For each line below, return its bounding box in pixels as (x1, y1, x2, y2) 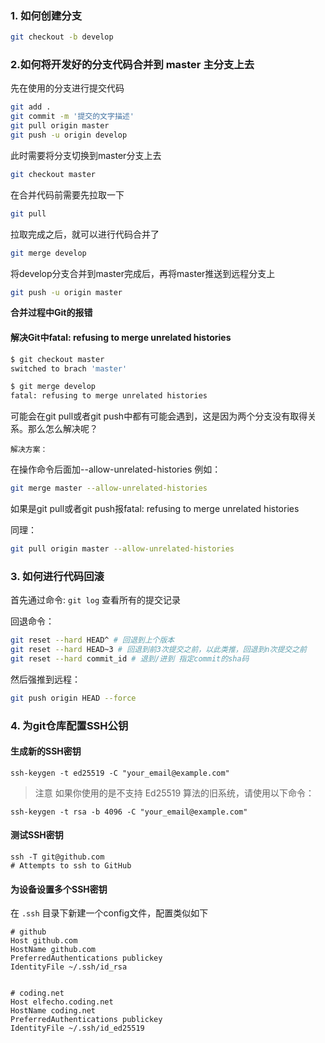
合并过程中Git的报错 (10, 307, 93, 319)
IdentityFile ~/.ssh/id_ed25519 (10, 1023, 145, 1034)
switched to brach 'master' (10, 363, 128, 374)
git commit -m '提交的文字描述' (10, 112, 135, 122)
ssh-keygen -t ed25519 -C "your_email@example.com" (10, 768, 230, 778)
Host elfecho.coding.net (10, 997, 114, 1007)
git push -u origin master (10, 287, 123, 297)
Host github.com (10, 936, 78, 946)
